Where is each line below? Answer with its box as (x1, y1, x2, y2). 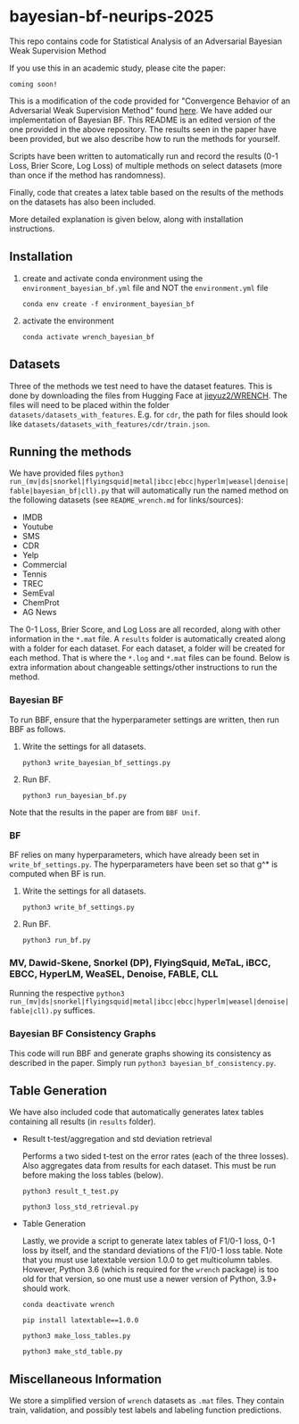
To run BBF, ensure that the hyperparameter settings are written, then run (9, 714, 279, 725)
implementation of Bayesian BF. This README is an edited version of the (9, 114, 276, 125)
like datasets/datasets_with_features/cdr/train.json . (9, 418, 211, 429)
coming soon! (9, 79, 58, 88)
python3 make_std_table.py (21, 1347, 123, 1356)
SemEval (21, 587, 55, 599)
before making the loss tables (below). (21, 1170, 164, 1180)
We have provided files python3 (9, 468, 124, 479)
